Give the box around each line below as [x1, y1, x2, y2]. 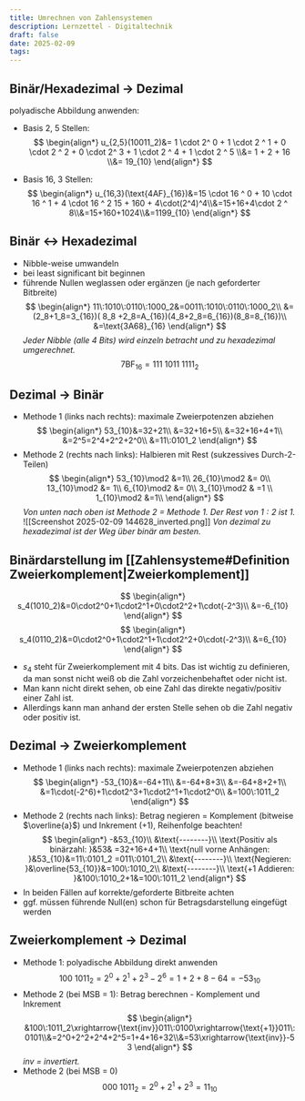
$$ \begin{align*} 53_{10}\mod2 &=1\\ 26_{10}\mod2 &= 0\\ [48, 473, 271, 484]
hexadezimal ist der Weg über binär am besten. [22, 526, 202, 537]
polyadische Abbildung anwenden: [9, 105, 139, 116]
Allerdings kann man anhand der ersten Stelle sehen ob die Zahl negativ [22, 702, 293, 712]
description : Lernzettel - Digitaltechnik [9, 22, 173, 31]
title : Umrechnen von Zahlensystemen [9, 13, 153, 23]
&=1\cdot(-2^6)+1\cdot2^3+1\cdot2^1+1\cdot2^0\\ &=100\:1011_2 [39, 786, 280, 797]
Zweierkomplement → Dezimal [9, 933, 187, 948]
